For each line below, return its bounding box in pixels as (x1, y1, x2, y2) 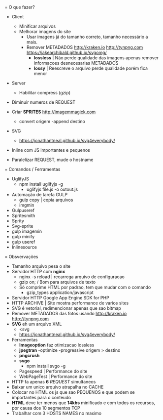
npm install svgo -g (26, 363, 66, 369)
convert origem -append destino (19, 119, 86, 124)
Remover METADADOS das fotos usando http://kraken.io (11, 311, 127, 316)
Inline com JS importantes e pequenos (11, 147, 91, 153)
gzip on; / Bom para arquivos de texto (19, 279, 96, 285)
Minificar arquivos (19, 23, 56, 29)
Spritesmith (11, 212, 35, 218)
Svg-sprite (11, 223, 33, 229)
